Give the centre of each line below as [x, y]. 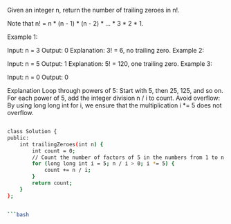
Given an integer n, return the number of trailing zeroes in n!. [93, 10]
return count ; [52, 183]
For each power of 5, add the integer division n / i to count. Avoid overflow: [114, 98]
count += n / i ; [67, 170]
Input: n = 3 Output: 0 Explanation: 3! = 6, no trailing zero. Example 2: [105, 50]
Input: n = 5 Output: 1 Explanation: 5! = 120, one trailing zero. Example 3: [110, 64]
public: [18, 138]
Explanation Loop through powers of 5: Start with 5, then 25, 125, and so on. [115, 91]
